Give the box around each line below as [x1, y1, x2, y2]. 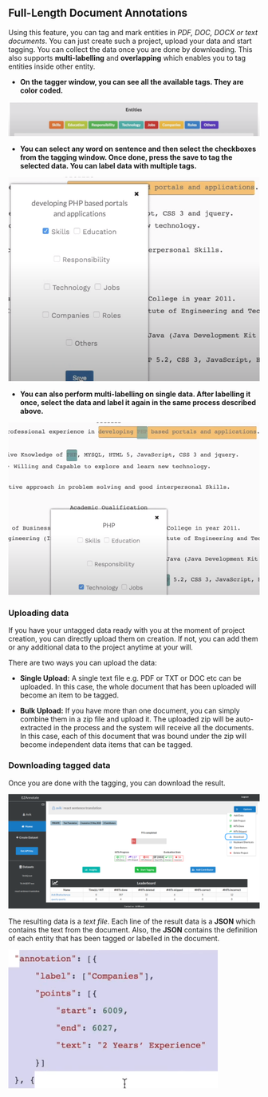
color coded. [19, 85, 64, 95]
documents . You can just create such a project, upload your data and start [8, 36, 253, 46]
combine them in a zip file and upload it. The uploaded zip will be [19, 714, 235, 724]
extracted [19, 723, 52, 733]
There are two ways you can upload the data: [8, 658, 157, 668]
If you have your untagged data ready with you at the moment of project [8, 626, 246, 635]
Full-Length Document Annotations [8, 6, 188, 20]
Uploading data [8, 607, 69, 618]
